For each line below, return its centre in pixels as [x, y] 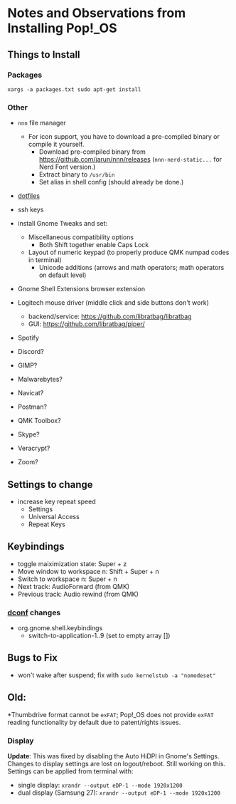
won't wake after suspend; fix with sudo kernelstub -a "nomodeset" [117, 675]
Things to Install [44, 54]
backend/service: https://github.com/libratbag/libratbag [110, 317]
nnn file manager [42, 123]
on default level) [63, 275]
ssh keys [31, 210]
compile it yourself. [56, 145]
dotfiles [29, 196]
